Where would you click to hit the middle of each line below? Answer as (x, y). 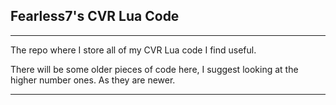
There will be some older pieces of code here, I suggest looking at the (154, 69)
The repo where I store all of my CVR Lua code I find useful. (133, 50)
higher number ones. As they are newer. (93, 80)
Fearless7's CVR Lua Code (95, 16)
